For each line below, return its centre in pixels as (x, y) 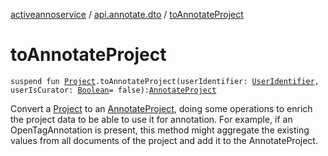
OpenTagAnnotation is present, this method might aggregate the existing (160, 130)
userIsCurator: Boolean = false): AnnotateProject (113, 90)
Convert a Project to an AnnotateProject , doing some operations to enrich (161, 108)
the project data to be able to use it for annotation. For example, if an (151, 119)
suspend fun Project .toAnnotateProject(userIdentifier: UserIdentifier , (165, 81)
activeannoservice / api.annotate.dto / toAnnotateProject (127, 14)
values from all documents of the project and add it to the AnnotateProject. (164, 140)
